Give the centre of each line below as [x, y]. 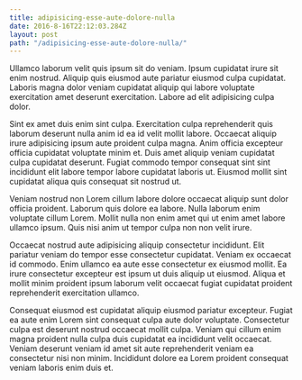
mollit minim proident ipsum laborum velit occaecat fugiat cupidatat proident [151, 284]
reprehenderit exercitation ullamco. [74, 293]
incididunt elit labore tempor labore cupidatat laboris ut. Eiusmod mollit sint [148, 172]
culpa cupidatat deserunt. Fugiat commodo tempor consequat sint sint [140, 162]
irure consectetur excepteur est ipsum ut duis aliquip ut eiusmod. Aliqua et [147, 274]
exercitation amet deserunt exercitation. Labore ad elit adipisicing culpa [142, 97]
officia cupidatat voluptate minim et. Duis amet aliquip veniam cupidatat [142, 153]
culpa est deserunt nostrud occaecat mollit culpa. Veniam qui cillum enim [145, 330]
